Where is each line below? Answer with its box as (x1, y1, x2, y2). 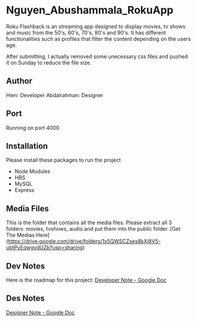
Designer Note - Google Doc (6, 309, 75, 316)
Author (6, 76, 32, 86)
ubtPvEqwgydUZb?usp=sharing (6, 244, 83, 251)
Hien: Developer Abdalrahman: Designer (6, 91, 104, 98)
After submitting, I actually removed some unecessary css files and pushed (6, 53, 188, 60)
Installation (6, 141, 48, 151)
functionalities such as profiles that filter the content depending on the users (6, 35, 191, 42)
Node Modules (14, 168, 51, 175)
